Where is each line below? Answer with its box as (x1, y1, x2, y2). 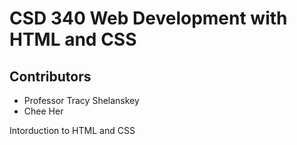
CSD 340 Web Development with (9, 7, 288, 30)
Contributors (9, 68, 92, 85)
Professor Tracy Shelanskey (23, 95, 140, 106)
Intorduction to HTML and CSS (9, 125, 136, 136)
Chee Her (23, 105, 64, 117)
